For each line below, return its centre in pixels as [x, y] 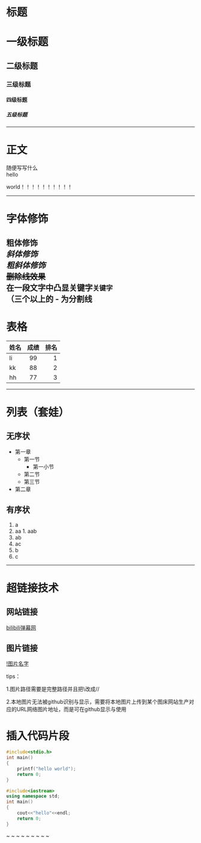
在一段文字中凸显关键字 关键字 [60, 288]
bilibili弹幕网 [21, 627]
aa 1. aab [26, 531]
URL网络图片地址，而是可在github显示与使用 [71, 709]
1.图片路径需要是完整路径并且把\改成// [53, 689]
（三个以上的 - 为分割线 [49, 299]
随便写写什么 [22, 168]
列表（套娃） [38, 412]
